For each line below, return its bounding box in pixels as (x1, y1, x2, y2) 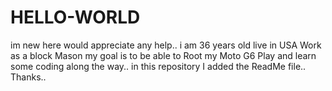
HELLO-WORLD (10, 6, 141, 29)
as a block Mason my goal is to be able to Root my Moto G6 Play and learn (10, 49, 317, 61)
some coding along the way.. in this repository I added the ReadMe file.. (10, 60, 307, 72)
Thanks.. (10, 71, 47, 83)
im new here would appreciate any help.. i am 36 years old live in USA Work (10, 39, 322, 51)
